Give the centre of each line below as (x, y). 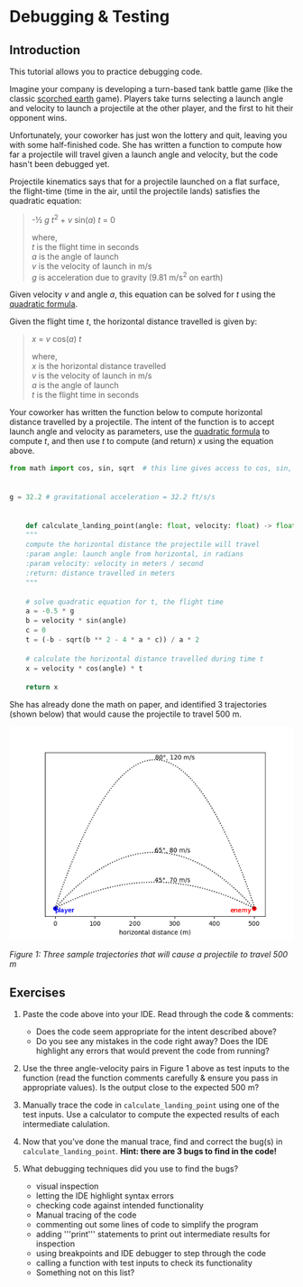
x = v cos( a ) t (56, 339)
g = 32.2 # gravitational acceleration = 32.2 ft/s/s (113, 497)
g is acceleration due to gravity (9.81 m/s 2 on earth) (127, 276)
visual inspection (67, 1186)
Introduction (45, 50)
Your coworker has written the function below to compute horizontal (136, 412)
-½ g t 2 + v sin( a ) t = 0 (73, 219)
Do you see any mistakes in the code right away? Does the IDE (152, 1042)
